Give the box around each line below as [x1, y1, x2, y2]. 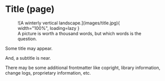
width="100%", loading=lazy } [17, 25, 80, 31]
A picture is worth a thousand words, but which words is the [17, 30, 141, 36]
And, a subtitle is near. [5, 55, 51, 61]
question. [17, 36, 37, 42]
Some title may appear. [5, 45, 53, 51]
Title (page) [5, 3, 55, 15]
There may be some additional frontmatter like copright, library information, [5, 65, 160, 71]
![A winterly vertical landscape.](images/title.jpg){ [17, 20, 120, 26]
